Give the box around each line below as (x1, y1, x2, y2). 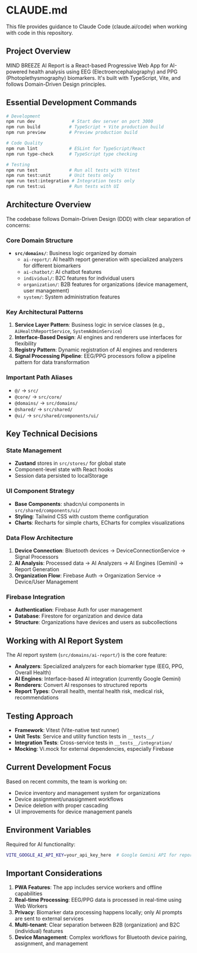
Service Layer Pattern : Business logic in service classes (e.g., (14, 321, 165, 328)
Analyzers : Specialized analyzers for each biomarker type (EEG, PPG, (14, 663, 184, 670)
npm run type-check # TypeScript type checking (6, 151, 138, 157)
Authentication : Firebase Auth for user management (14, 606, 142, 613)
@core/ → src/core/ (14, 393, 63, 400)
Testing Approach (6, 711, 73, 721)
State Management (6, 447, 62, 455)
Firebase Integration (6, 593, 66, 601)
